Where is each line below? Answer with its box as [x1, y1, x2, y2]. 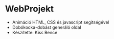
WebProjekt [5, 3, 54, 14]
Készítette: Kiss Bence [12, 29, 58, 35]
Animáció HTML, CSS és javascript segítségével [12, 19, 109, 25]
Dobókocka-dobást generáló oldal [12, 24, 82, 30]
